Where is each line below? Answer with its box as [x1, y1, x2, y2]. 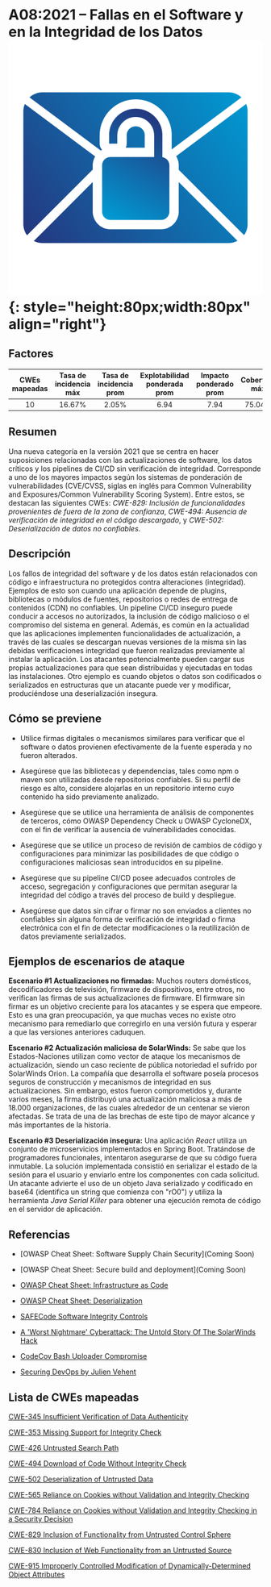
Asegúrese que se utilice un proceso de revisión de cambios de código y [19, 840, 263, 850]
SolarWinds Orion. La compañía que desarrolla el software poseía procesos [8, 1068, 260, 1078]
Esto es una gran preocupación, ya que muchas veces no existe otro [8, 1010, 236, 1020]
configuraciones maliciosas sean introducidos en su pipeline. [19, 857, 223, 867]
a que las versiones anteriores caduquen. [8, 1027, 146, 1037]
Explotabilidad [140, 371, 190, 381]
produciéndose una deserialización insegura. [8, 688, 159, 698]
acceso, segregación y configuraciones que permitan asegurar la [19, 881, 238, 891]
